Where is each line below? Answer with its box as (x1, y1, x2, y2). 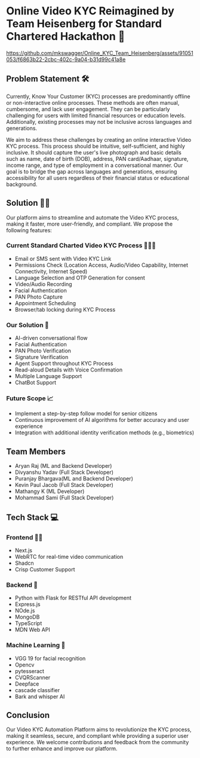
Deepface (14, 680, 39, 687)
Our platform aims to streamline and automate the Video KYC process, (6, 214, 179, 221)
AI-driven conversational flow (14, 334, 88, 342)
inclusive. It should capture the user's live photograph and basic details (6, 148, 182, 156)
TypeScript (14, 620, 42, 627)
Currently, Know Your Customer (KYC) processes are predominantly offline (6, 93, 190, 100)
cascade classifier (14, 686, 60, 693)
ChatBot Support (14, 379, 57, 386)
